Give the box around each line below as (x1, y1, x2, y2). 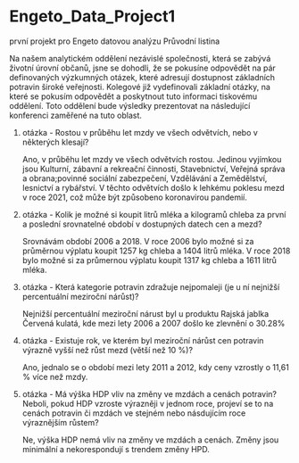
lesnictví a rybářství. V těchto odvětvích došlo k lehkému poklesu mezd (21, 182, 286, 193)
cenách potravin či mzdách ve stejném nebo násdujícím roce (21, 408, 246, 418)
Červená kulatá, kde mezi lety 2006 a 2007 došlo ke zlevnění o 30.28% (21, 318, 286, 328)
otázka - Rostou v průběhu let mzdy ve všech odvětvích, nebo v (21, 127, 259, 137)
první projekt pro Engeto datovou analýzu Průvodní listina (9, 36, 220, 46)
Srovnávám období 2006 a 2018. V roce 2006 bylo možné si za (21, 236, 254, 246)
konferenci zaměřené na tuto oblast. (9, 110, 143, 120)
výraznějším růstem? (21, 417, 100, 427)
